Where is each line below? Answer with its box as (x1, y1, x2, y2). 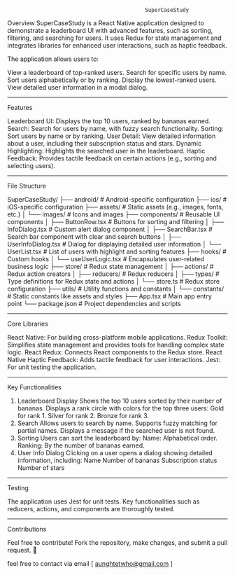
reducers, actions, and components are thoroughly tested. (7, 505, 175, 513)
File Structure (7, 182, 47, 190)
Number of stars (17, 464, 65, 472)
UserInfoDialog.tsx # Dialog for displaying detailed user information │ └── (7, 240, 222, 248)
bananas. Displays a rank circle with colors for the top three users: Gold (17, 404, 224, 413)
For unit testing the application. (7, 363, 97, 371)
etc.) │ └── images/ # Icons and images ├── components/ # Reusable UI (7, 210, 220, 219)
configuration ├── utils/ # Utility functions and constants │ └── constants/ (7, 284, 225, 293)
